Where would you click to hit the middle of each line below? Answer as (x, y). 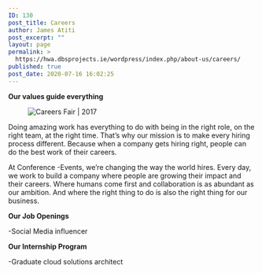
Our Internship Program (48, 246)
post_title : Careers (42, 23)
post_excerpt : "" (37, 37)
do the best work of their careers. (63, 152)
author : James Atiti (42, 30)
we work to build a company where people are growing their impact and (125, 175)
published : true (35, 67)
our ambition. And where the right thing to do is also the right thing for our (128, 192)
